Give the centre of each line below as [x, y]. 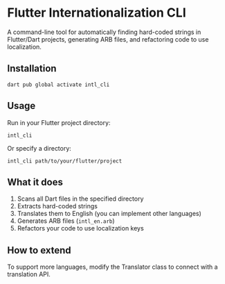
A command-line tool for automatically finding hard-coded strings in [104, 32]
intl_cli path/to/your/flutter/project [65, 161]
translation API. [29, 274]
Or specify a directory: [39, 148]
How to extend [39, 250]
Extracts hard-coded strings [57, 206]
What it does [35, 182]
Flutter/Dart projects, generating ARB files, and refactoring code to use [108, 39]
